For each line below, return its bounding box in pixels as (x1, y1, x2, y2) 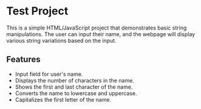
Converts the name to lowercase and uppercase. (15, 89, 137, 97)
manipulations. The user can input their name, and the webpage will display (6, 30, 196, 37)
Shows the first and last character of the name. (15, 83, 133, 90)
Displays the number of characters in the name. (15, 76, 135, 84)
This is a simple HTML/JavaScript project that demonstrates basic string (6, 24, 187, 31)
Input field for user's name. (15, 70, 83, 78)
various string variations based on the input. (6, 37, 117, 44)
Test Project (6, 4, 69, 18)
